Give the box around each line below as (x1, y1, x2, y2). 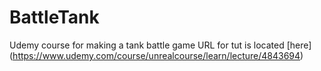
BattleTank (9, 6, 100, 29)
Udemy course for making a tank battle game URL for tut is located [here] (9, 39, 312, 51)
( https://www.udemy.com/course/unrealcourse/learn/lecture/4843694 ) (9, 49, 304, 61)
